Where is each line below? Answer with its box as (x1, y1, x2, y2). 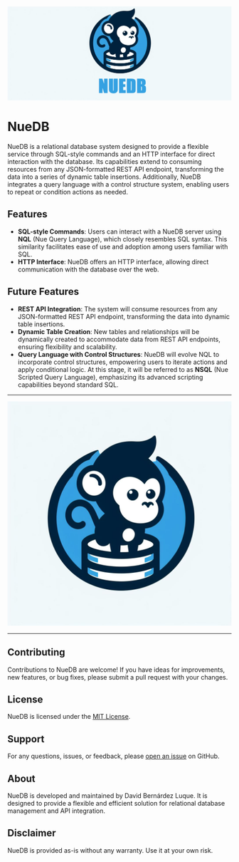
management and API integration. (7, 806, 105, 815)
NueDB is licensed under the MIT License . (7, 712, 131, 721)
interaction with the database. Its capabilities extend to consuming (7, 157, 202, 166)
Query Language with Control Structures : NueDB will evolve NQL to (17, 350, 220, 358)
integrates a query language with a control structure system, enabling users (7, 180, 230, 189)
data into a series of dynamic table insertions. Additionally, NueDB (7, 172, 201, 181)
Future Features (7, 286, 80, 298)
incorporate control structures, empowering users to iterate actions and (17, 358, 228, 366)
